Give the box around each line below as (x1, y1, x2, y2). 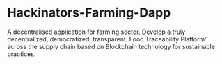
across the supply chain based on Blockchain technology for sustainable (7, 42, 216, 50)
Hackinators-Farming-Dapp (7, 5, 171, 21)
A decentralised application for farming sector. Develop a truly (7, 28, 186, 36)
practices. (7, 50, 36, 58)
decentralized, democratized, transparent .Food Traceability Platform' (7, 35, 207, 43)
